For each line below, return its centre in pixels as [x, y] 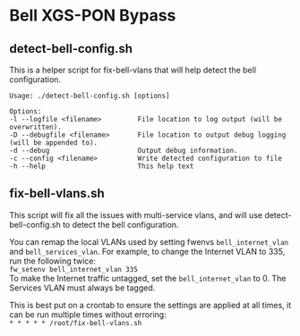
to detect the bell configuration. [120, 224]
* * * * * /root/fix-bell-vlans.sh [76, 323]
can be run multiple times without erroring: [88, 315]
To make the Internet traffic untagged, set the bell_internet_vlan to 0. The [148, 278]
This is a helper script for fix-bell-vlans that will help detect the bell [133, 70]
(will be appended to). [54, 143]
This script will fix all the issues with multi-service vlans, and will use [136, 214]
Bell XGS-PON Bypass [93, 16]
